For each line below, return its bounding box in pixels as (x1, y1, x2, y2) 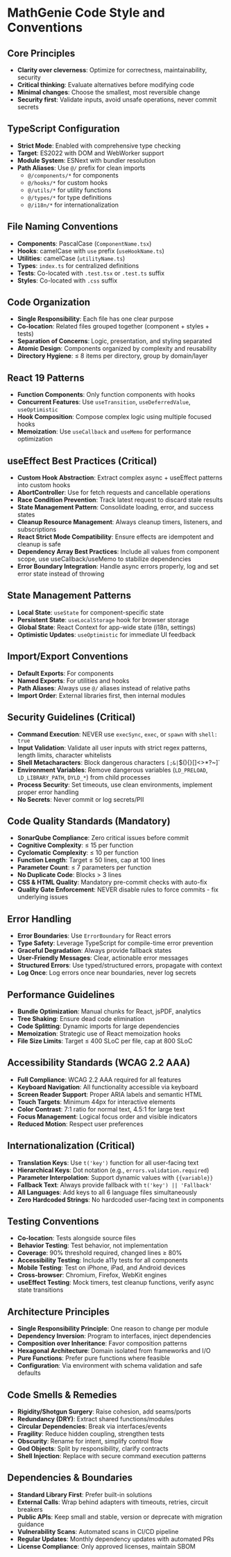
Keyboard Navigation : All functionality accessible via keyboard (17, 1082, 199, 1091)
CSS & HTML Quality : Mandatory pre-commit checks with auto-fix (17, 878, 207, 887)
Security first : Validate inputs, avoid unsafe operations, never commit (17, 95, 217, 104)
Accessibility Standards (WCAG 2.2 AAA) (7, 1057, 191, 1069)
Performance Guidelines (7, 988, 115, 1000)
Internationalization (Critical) (7, 1140, 135, 1152)
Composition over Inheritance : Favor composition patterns (17, 1339, 187, 1347)
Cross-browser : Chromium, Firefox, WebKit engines (17, 1271, 167, 1279)
